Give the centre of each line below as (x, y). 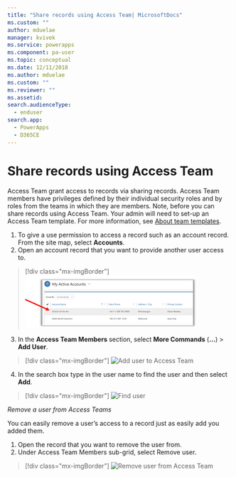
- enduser (28, 113)
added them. (26, 431)
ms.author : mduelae (36, 75)
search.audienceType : (39, 105)
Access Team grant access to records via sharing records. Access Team (114, 191)
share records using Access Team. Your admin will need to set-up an (108, 213)
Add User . (33, 347)
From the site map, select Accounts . (71, 242)
